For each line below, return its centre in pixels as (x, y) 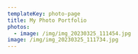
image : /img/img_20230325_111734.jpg (63, 40)
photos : (19, 27)
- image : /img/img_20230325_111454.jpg (73, 33)
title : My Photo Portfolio (47, 20)
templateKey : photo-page (44, 14)
